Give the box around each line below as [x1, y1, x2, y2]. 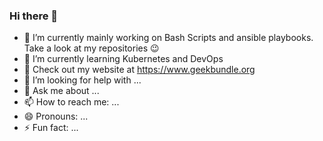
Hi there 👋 [9, 9, 59, 23]
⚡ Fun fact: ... [23, 122, 79, 134]
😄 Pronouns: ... [23, 110, 89, 123]
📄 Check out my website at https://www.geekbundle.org [23, 64, 256, 76]
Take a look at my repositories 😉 [23, 42, 160, 54]
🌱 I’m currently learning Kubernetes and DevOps [23, 53, 224, 65]
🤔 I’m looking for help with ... [23, 74, 142, 86]
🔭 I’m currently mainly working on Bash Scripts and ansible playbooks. [23, 32, 314, 44]
